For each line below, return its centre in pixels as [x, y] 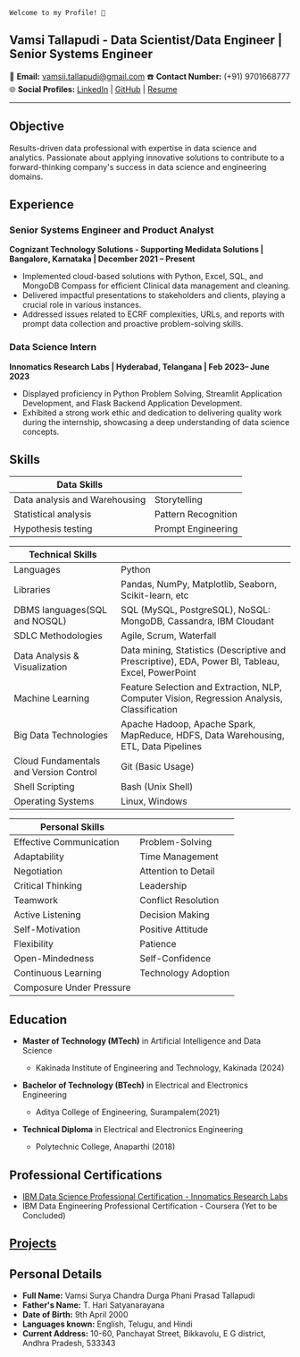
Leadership [163, 886]
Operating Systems [54, 801]
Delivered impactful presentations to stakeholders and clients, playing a [154, 295]
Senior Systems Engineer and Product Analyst [112, 230]
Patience [158, 944]
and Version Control [55, 772]
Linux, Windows [154, 801]
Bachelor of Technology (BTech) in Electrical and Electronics [135, 1085]
